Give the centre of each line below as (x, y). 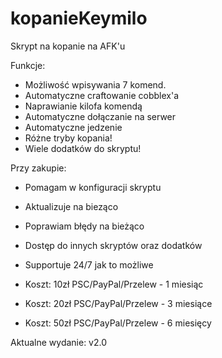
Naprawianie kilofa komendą (83, 106)
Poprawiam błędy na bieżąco (84, 226)
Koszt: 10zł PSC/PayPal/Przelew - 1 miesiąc (114, 284)
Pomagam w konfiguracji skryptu (93, 187)
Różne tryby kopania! (68, 138)
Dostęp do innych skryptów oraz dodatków (113, 245)
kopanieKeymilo (79, 18)
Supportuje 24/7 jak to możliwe (89, 264)
